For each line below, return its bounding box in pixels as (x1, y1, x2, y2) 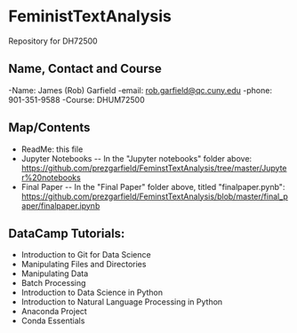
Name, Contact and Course (8, 61, 162, 76)
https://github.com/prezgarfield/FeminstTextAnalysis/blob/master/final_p (20, 191, 288, 202)
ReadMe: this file (20, 144, 84, 155)
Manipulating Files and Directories (20, 259, 147, 270)
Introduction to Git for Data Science (20, 250, 152, 260)
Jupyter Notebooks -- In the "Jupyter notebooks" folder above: (20, 153, 253, 163)
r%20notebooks (20, 171, 81, 183)
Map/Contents (8, 120, 91, 135)
